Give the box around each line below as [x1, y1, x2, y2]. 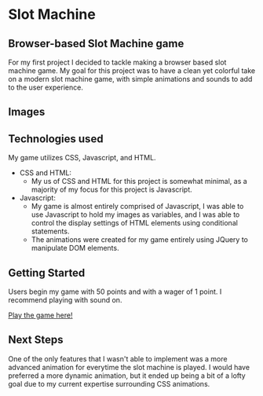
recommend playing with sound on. [8, 295, 122, 305]
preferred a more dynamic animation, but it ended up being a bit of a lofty [8, 371, 246, 380]
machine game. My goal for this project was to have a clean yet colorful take [8, 66, 256, 75]
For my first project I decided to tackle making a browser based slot [8, 57, 227, 67]
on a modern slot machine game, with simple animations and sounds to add [8, 75, 253, 83]
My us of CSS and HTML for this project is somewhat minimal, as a [31, 177, 247, 186]
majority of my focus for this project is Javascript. [31, 185, 192, 194]
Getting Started [8, 266, 86, 280]
